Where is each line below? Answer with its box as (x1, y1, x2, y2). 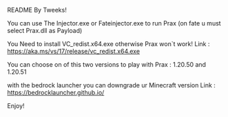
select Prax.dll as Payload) (7, 27, 83, 34)
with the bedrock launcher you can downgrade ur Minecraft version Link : (7, 81, 216, 89)
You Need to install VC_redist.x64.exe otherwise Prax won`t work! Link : (7, 40, 210, 47)
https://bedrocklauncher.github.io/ (7, 89, 105, 96)
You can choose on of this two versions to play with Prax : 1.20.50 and (7, 61, 207, 68)
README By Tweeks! (7, 6, 67, 14)
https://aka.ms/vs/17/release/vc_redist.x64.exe (7, 47, 140, 55)
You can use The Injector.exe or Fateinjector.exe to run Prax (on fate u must (7, 19, 222, 27)
